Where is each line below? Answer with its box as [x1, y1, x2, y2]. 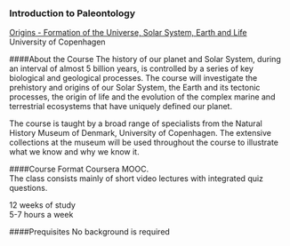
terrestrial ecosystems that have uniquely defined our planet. [9, 101, 233, 112]
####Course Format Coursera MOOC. [9, 163, 149, 175]
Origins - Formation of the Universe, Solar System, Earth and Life [9, 28, 247, 38]
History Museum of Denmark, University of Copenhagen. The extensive [9, 128, 272, 139]
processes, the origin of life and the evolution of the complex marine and [9, 91, 276, 102]
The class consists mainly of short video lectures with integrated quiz [9, 173, 264, 184]
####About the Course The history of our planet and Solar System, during [9, 54, 282, 65]
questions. [9, 183, 48, 194]
